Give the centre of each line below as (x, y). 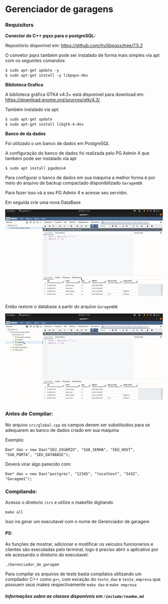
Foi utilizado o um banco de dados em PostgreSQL (57, 144)
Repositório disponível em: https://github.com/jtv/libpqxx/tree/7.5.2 (74, 46)
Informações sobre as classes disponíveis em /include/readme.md (74, 596)
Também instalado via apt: (32, 109)
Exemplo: (15, 440)
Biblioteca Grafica (24, 85)
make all (14, 512)
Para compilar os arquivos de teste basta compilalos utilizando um (73, 574)
